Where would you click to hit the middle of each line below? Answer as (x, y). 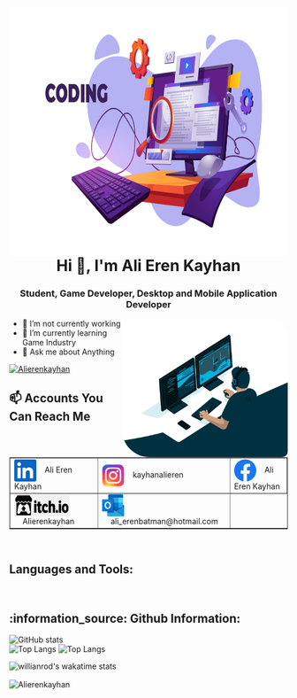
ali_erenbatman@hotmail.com (164, 522)
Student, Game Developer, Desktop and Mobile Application (148, 293)
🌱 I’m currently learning (65, 333)
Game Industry (49, 343)
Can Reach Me (50, 416)
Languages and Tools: (72, 570)
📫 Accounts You (56, 398)
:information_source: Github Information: (125, 619)
